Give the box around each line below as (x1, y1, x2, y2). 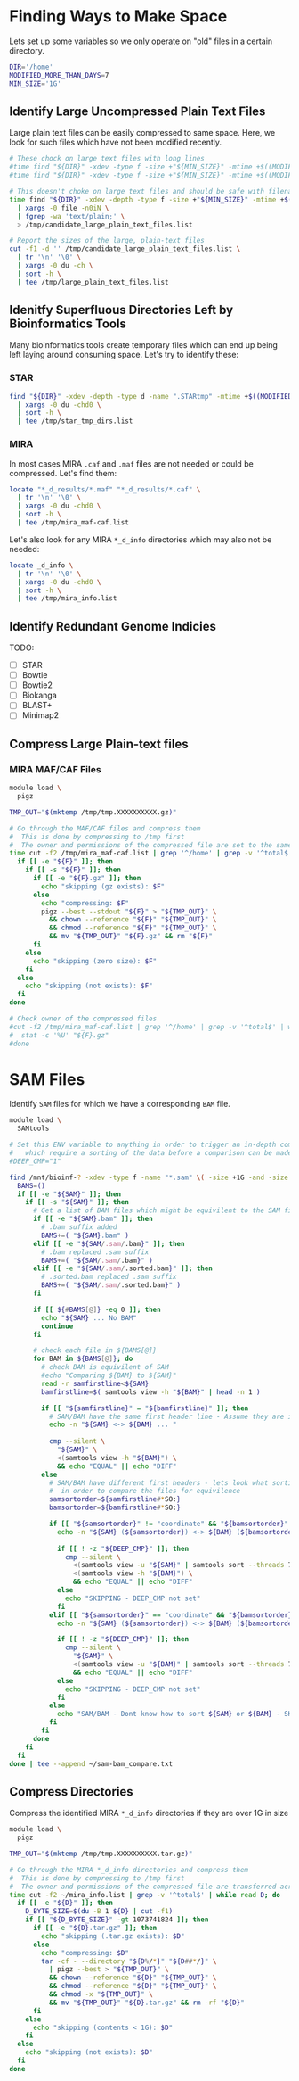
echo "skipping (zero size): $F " (32, 956, 158, 965)
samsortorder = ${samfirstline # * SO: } (48, 1495, 181, 1504)
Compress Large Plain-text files (9, 736, 189, 751)
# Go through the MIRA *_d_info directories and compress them (9, 1865, 249, 1874)
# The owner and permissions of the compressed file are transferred (9, 1882, 277, 1891)
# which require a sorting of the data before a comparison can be (9, 1149, 273, 1158)
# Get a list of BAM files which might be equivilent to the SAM (32, 1206, 280, 1215)
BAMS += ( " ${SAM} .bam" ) (41, 1231, 129, 1240)
